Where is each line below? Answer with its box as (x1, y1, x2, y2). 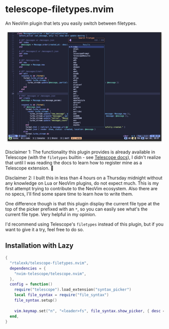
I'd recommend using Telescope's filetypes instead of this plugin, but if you (5, 221, 163, 228)
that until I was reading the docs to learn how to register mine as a (5, 160, 142, 166)
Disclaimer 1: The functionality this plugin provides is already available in (5, 149, 155, 155)
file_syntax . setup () (14, 298, 57, 303)
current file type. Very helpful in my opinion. (5, 211, 97, 217)
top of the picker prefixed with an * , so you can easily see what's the (5, 206, 148, 212)
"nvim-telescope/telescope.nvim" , (14, 271, 87, 276)
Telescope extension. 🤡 (5, 165, 54, 171)
